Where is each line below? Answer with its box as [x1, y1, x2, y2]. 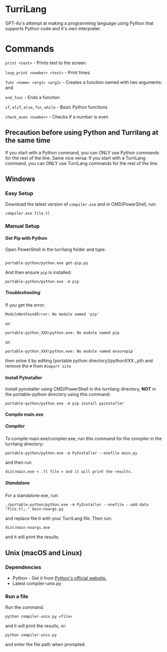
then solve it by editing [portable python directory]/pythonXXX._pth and [5, 358, 153, 364]
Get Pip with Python [5, 235, 47, 241]
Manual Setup [5, 223, 40, 230]
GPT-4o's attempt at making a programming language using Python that [5, 20, 154, 26]
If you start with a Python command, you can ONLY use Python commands [5, 149, 159, 155]
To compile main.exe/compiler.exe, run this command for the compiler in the [5, 436, 162, 442]
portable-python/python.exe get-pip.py [5, 260, 88, 265]
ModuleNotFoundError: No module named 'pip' [5, 312, 99, 317]
